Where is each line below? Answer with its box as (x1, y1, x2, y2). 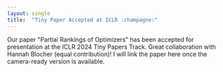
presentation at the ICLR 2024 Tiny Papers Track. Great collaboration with (7, 43, 216, 51)
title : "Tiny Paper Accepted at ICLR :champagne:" (7, 16, 158, 23)
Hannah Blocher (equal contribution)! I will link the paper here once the (7, 49, 207, 58)
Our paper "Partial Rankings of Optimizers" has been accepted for (7, 35, 194, 43)
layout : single (7, 10, 51, 17)
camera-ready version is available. (7, 57, 105, 65)
